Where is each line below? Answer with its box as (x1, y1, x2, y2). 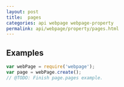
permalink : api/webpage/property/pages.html (6, 25, 119, 32)
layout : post (6, 8, 39, 15)
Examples (6, 47, 44, 58)
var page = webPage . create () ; (6, 69, 82, 75)
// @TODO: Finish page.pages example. (6, 74, 103, 81)
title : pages (6, 14, 42, 20)
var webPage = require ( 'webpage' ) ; (6, 64, 95, 70)
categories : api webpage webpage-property (6, 20, 114, 26)
